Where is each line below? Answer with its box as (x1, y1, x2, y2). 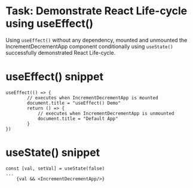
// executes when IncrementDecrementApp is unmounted (37, 110, 174, 117)
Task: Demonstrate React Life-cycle (5, 4, 188, 18)
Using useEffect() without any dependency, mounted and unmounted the (5, 36, 188, 43)
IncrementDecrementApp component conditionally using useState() (5, 43, 174, 50)
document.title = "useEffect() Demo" (27, 100, 121, 106)
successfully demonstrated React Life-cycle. (5, 49, 116, 56)
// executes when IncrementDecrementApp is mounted (27, 95, 159, 101)
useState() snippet (5, 146, 100, 159)
